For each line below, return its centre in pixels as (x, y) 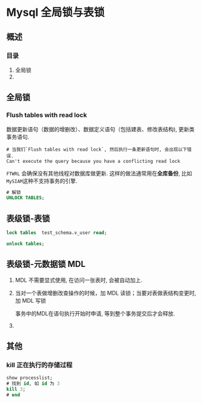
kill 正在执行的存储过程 (39, 365)
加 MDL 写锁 (31, 300)
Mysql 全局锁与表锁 (56, 12)
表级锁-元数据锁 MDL (46, 264)
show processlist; (29, 378)
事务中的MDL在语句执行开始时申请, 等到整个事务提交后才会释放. (95, 313)
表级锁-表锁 (28, 219)
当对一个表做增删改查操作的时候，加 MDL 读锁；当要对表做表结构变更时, (106, 293)
